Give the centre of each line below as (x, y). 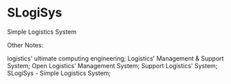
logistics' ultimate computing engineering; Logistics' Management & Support (115, 58)
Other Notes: (25, 45)
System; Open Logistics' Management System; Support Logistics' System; (112, 65)
